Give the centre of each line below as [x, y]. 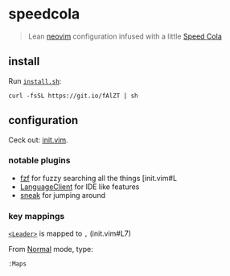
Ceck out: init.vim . [38, 140]
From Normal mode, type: [51, 249]
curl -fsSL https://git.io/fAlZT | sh [73, 96]
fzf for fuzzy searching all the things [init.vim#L [99, 178]
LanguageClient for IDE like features [80, 187]
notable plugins [39, 160]
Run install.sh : [35, 80]
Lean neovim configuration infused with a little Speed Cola [125, 36]
